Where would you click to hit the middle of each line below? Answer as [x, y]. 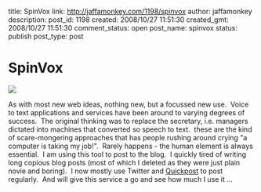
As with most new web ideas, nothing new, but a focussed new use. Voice [129, 104]
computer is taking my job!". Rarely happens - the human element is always [130, 146]
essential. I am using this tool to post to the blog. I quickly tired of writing [127, 154]
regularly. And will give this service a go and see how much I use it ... [121, 179]
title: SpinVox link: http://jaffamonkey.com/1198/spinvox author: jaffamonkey [130, 11]
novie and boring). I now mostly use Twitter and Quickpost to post [116, 171]
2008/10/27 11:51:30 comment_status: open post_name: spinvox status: [123, 28]
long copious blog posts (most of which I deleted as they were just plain [124, 162]
